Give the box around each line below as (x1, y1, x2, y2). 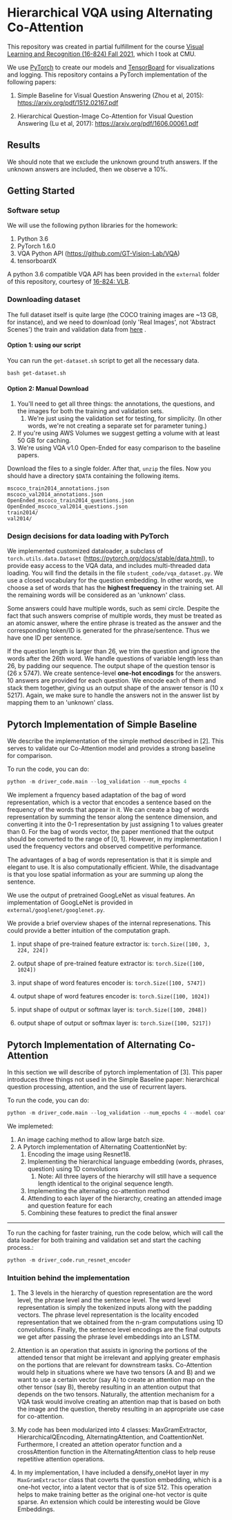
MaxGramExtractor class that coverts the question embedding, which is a (17, 1475, 222, 1483)
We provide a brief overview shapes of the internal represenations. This (7, 919, 211, 927)
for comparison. (7, 752, 53, 760)
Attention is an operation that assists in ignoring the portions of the (17, 1346, 208, 1354)
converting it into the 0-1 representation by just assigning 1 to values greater (7, 820, 224, 828)
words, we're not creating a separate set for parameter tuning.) (27, 421, 207, 430)
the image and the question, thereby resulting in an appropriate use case (17, 1405, 224, 1413)
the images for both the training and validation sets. (17, 407, 164, 415)
